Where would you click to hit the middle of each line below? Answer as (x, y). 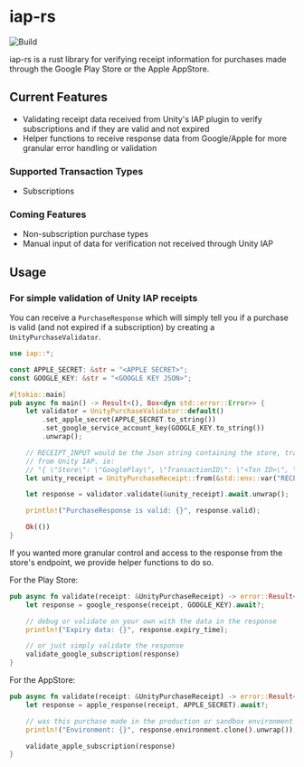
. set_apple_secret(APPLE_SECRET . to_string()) (129, 420)
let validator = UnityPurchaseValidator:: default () (125, 412)
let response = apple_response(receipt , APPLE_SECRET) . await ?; (147, 705)
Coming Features (48, 214)
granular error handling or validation (90, 147)
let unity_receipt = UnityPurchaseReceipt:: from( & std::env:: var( (152, 478)
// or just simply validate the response (104, 646)
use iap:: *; (32, 354)
